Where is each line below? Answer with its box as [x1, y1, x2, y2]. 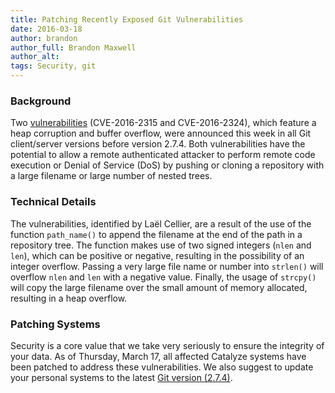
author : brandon [10, 33, 78, 43]
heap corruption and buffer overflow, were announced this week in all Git [10, 127, 312, 140]
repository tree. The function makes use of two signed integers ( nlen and [10, 239, 312, 251]
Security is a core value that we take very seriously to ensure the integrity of [10, 339, 325, 351]
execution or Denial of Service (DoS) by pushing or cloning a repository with [10, 159, 325, 171]
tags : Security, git [10, 61, 97, 71]
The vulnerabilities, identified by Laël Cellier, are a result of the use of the [10, 217, 312, 230]
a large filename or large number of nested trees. [10, 170, 213, 182]
